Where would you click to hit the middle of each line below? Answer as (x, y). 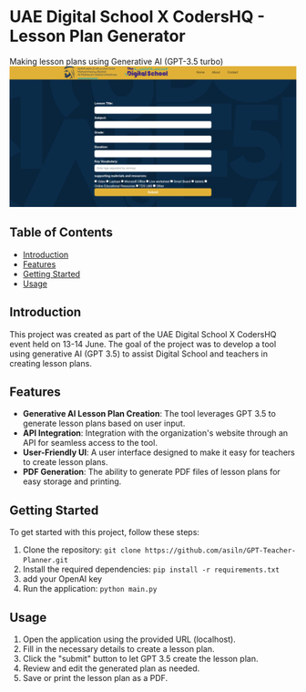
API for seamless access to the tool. (90, 443)
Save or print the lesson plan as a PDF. (95, 678)
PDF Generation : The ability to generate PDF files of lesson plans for (151, 472)
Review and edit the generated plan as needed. (111, 668)
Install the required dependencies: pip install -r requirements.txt (151, 569)
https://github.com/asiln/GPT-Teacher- (220, 551)
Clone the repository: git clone (82, 550)
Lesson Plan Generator (97, 36)
